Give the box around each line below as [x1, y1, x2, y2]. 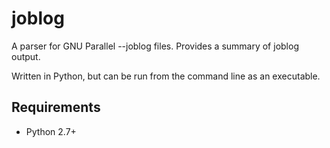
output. [11, 50, 41, 62]
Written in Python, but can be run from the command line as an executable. [11, 70, 321, 82]
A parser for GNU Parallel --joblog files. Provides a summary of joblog [11, 40, 299, 52]
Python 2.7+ [25, 125, 77, 137]
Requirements [11, 99, 101, 116]
